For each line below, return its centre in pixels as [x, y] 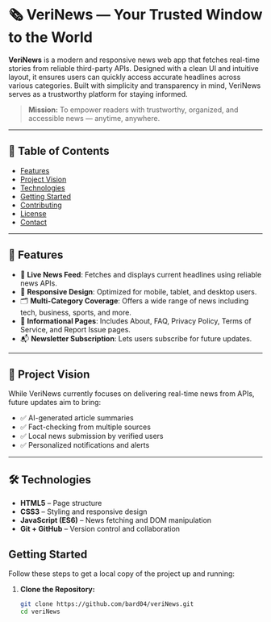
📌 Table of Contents [59, 151]
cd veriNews [40, 612]
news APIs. [39, 283]
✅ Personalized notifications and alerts [85, 445]
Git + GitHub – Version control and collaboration [100, 529]
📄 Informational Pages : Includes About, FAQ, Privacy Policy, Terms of [135, 321]
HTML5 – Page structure [61, 503]
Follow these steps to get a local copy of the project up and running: [122, 574]
